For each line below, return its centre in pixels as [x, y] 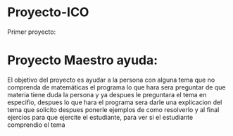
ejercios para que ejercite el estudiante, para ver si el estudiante [100, 117]
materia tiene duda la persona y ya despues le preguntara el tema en [107, 94]
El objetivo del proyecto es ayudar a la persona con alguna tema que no [111, 80]
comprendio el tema [36, 125]
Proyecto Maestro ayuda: [83, 60]
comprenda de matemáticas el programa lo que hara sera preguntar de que [116, 87]
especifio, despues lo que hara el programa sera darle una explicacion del [115, 102]
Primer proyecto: [32, 32]
